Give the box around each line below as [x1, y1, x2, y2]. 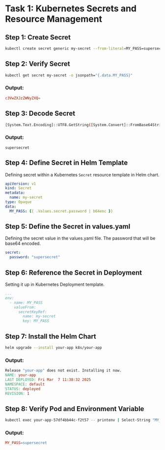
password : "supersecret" [9, 255, 60, 260]
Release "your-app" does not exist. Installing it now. [5, 368, 122, 373]
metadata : [5, 190, 26, 195]
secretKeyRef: [18, 309, 48, 314]
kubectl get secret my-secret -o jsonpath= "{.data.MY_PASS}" [5, 72, 133, 78]
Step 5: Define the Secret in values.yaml [5, 222, 131, 231]
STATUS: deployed [5, 386, 41, 391]
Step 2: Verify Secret [5, 60, 70, 68]
